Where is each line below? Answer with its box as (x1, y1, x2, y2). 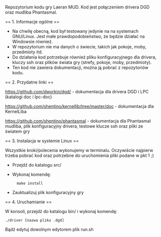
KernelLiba (5, 108, 27, 114)
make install (17, 181, 43, 186)
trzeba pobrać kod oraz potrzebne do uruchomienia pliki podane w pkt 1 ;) (5, 152, 154, 158)
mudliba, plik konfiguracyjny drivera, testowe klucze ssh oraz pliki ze (5, 123, 143, 129)
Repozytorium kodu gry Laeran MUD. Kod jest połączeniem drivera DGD (5, 4, 150, 10)
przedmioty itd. (12, 49, 43, 55)
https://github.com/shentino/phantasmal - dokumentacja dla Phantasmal (5, 118, 151, 124)
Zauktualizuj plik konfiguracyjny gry (12, 190, 84, 195)
